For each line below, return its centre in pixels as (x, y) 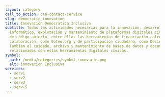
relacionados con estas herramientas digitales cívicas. (69, 50)
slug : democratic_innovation (35, 19)
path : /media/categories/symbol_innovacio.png (58, 60)
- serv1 (17, 73)
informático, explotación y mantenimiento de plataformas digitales (81, 32)
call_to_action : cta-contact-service (44, 14)
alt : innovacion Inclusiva (37, 64)
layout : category (23, 10)
